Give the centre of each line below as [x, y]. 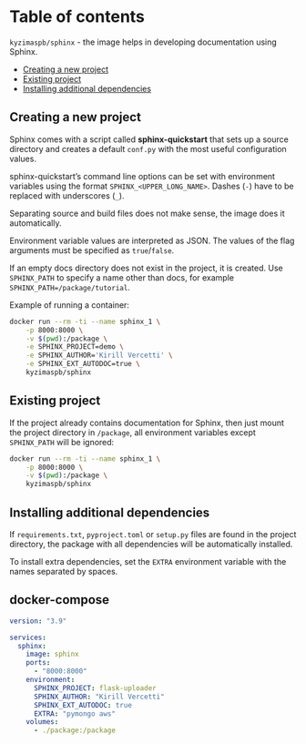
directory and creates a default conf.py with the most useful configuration [148, 148]
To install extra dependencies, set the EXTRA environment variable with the [148, 561]
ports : [38, 663]
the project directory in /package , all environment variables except [133, 432]
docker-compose [60, 600]
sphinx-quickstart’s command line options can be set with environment [143, 176]
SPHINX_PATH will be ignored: [62, 442]
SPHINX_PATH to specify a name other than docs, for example [122, 277]
